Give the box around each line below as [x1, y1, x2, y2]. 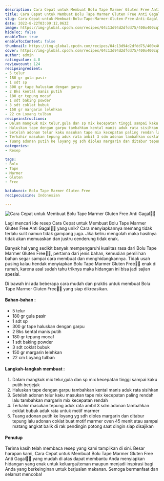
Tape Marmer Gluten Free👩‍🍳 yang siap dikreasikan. [5, 285, 108, 291]
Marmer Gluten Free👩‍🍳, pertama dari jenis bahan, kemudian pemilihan [5, 250, 146, 256]
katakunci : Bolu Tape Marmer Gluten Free [5, 189, 91, 194]
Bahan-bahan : [5, 297, 36, 303]
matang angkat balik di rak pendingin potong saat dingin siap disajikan [12, 423, 154, 429]
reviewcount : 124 [5, 62, 41, 66]
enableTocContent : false [5, 39, 56, 44]
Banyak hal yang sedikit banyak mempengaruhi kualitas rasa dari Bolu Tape [5, 245, 157, 251]
